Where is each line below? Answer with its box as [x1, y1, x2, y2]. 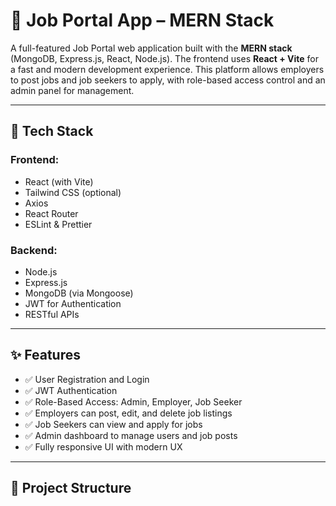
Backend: [10, 243, 58, 257]
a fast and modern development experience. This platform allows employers [10, 63, 325, 75]
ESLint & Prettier [24, 218, 93, 230]
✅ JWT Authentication [24, 384, 118, 396]
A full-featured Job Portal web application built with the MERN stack [10, 42, 293, 54]
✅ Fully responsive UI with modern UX [24, 440, 183, 453]
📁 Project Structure [10, 480, 132, 497]
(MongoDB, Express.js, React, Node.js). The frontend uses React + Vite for [10, 52, 320, 64]
